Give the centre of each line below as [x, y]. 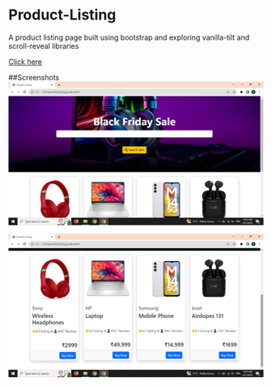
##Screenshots [34, 77]
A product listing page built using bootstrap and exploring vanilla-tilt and [129, 37]
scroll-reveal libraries [44, 45]
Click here [25, 62]
